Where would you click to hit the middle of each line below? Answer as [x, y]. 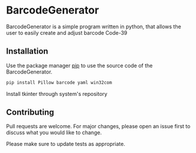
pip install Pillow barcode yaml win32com [59, 82]
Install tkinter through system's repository [57, 94]
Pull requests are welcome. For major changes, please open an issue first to [98, 127]
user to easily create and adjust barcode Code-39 [67, 32]
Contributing [30, 112]
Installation [27, 51]
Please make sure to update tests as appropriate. [66, 144]
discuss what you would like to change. [54, 132]
